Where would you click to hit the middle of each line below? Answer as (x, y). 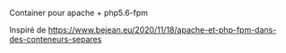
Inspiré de (28, 30)
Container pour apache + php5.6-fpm (79, 13)
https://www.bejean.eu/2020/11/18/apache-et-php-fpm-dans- (162, 30)
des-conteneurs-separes (56, 39)
